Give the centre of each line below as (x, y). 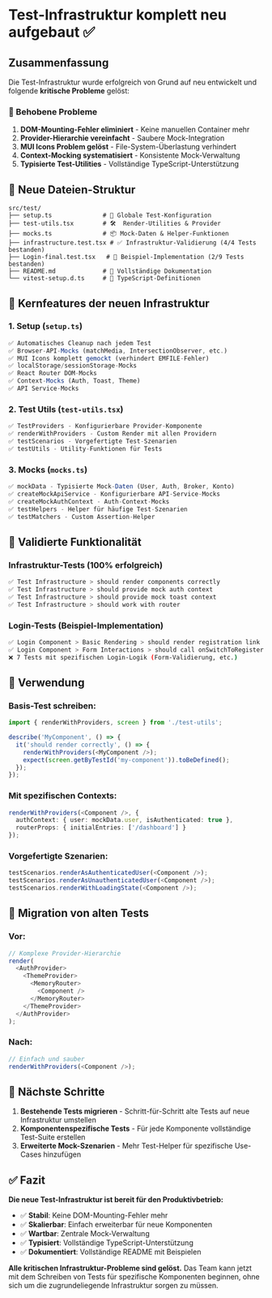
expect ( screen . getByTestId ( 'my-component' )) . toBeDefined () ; (126, 760)
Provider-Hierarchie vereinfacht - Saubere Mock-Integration (122, 138)
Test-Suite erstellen (53, 1137)
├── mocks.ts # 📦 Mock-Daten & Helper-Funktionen (119, 234)
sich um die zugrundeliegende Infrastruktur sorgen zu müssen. (113, 1286)
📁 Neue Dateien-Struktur (72, 190)
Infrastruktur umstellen (58, 1120)
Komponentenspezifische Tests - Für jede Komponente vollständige (135, 1129)
